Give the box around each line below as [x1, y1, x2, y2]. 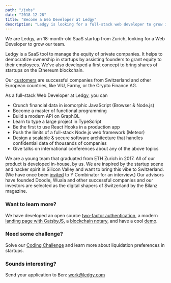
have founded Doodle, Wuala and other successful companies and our [5, 177, 154, 184]
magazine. [5, 188, 27, 194]
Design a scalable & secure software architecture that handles [12, 135, 144, 141]
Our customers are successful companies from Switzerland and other [5, 77, 152, 83]
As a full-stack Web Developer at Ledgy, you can [5, 92, 108, 98]
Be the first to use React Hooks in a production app [12, 124, 120, 130]
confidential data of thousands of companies [12, 140, 107, 146]
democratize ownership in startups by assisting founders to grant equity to [5, 57, 162, 63]
